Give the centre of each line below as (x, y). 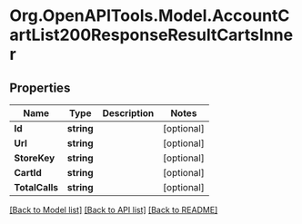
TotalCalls (36, 187)
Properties (40, 88)
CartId (28, 173)
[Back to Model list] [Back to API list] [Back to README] (114, 210)
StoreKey (35, 158)
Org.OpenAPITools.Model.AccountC (150, 16)
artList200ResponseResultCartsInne (151, 35)
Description (128, 113)
